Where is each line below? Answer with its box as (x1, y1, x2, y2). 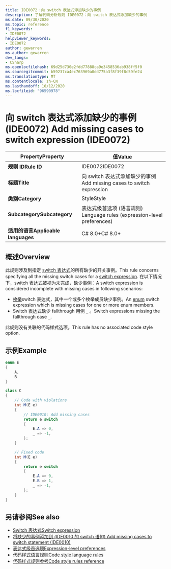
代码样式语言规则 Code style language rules (12, 552, 104, 558)
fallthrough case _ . (12, 314, 52, 320)
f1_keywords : (5, 27, 33, 32)
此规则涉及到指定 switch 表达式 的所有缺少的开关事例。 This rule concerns (5, 267, 159, 274)
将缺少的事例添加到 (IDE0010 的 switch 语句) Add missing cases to (12, 534, 152, 540)
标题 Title (8, 179, 30, 187)
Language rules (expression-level (81, 212, 163, 219)
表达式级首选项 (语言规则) (81, 205, 144, 212)
